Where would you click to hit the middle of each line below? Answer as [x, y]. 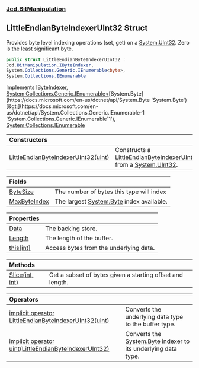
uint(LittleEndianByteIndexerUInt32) [59, 349]
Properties [24, 218]
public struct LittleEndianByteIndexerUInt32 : [66, 59]
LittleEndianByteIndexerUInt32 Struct [77, 28]
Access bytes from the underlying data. [100, 248]
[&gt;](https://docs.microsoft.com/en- [52, 106]
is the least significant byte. [40, 49]
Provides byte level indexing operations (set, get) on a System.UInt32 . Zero [98, 42]
